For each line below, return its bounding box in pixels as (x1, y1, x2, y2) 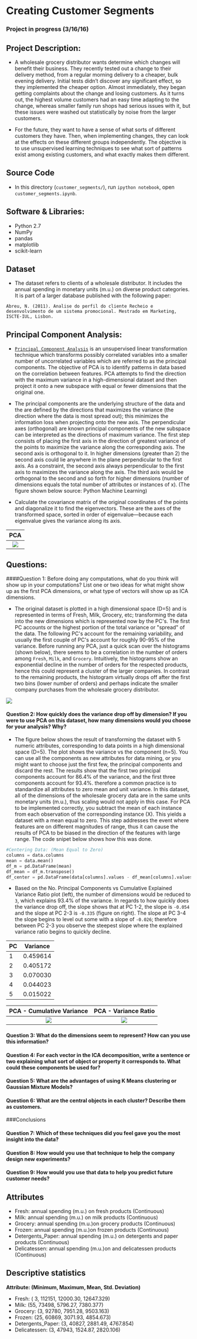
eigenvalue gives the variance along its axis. (14, 517, 122, 524)
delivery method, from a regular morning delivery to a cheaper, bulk (14, 71, 178, 78)
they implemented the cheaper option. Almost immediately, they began (14, 83, 186, 90)
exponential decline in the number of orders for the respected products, (14, 661, 189, 668)
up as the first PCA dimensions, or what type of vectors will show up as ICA (6, 587, 189, 594)
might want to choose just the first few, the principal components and (14, 761, 183, 768)
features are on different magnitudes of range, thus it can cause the (14, 823, 179, 830)
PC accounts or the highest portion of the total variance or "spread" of (14, 623, 185, 631)
